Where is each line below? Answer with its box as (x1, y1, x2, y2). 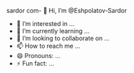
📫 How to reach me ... (16, 42, 80, 50)
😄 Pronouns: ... (16, 52, 61, 59)
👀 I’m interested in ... (16, 20, 75, 27)
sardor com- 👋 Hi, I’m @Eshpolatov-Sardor (6, 7, 127, 14)
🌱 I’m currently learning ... (16, 27, 90, 35)
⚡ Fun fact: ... (16, 59, 54, 68)
